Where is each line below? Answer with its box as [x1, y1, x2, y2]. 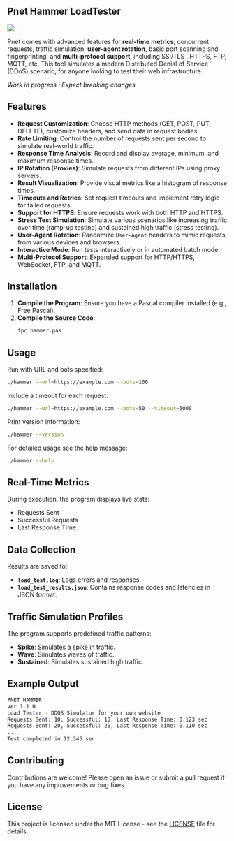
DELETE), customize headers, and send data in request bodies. [17, 126, 199, 135]
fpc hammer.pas [17, 328, 62, 335]
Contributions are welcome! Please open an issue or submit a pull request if [7, 773, 225, 782]
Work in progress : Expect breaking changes [7, 80, 136, 89]
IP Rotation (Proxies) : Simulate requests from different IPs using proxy [17, 163, 221, 172]
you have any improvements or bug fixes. [7, 780, 126, 789]
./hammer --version [7, 431, 64, 438]
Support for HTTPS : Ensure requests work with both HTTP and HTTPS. [17, 208, 224, 217]
